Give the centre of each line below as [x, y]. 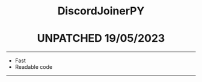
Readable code [34, 67]
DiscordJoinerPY [101, 11]
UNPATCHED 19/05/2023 [101, 39]
